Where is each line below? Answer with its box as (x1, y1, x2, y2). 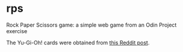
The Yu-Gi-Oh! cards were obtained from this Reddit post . (6, 39, 150, 46)
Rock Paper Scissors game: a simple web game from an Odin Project (6, 21, 177, 28)
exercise (6, 27, 28, 34)
